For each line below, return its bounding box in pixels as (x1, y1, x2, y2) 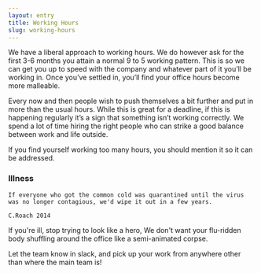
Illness (8, 173, 34, 184)
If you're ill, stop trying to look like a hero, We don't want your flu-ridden (8, 225, 241, 234)
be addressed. (8, 153, 55, 163)
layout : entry (8, 11, 55, 20)
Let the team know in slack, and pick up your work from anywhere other (8, 249, 241, 258)
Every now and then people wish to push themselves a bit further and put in (8, 96, 254, 106)
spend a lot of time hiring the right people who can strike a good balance (8, 121, 244, 131)
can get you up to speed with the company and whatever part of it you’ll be (8, 65, 252, 74)
